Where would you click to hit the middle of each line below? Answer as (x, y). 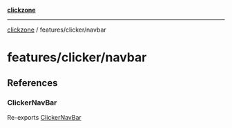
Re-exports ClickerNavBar (44, 117)
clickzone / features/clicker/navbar (57, 30)
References (32, 83)
